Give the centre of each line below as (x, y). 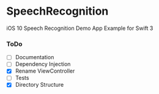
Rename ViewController (45, 71)
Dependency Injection (43, 64)
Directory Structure (39, 85)
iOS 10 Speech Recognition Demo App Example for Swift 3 (80, 28)
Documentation (35, 57)
